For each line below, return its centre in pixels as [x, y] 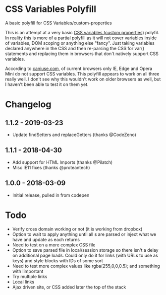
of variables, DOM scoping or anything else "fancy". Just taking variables [80, 43]
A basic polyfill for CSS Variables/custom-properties [59, 23]
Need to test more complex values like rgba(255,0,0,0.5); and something [86, 266]
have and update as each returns [46, 239]
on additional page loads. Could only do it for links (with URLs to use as [85, 255]
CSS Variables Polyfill [51, 9]
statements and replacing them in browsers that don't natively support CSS [82, 54]
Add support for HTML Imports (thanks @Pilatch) [62, 162]
